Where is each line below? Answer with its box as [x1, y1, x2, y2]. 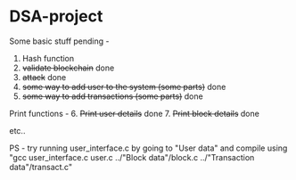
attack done [21, 71, 67, 82]
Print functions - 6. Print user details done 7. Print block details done [9, 108, 260, 119]
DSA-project [9, 6, 103, 27]
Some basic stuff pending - [9, 36, 110, 46]
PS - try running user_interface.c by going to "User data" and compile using [9, 143, 288, 153]
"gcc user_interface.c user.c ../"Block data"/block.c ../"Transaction [9, 151, 255, 162]
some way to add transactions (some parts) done [21, 91, 203, 102]
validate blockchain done [21, 62, 115, 73]
